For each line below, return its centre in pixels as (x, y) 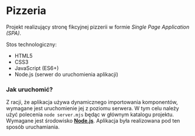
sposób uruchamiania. (33, 127)
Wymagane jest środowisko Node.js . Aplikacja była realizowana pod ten (93, 121)
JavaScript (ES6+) (37, 68)
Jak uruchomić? (30, 89)
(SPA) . (14, 33)
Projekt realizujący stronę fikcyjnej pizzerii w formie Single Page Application (98, 27)
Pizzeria (26, 11)
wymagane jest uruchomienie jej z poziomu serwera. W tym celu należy (93, 109)
